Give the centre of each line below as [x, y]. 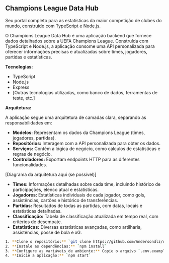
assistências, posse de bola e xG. [47, 232]
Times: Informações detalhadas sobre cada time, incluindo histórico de [87, 184]
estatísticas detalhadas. [37, 211]
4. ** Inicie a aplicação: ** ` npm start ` [48, 256]
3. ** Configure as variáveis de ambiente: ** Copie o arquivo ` [73, 251]
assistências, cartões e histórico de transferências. [65, 200]
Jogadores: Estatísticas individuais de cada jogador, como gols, [79, 195]
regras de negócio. [32, 154]
